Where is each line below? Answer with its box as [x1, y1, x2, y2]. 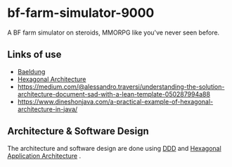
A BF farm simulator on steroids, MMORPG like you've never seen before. [7, 28, 220, 37]
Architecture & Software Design [7, 125, 149, 137]
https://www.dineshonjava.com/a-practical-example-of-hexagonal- [17, 97, 214, 106]
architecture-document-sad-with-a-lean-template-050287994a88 [17, 89, 211, 98]
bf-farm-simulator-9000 [7, 5, 155, 21]
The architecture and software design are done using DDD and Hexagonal [7, 144, 221, 152]
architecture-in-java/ [17, 104, 78, 113]
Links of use [7, 49, 62, 61]
